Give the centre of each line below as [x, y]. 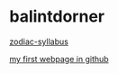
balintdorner [57, 17]
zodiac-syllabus [39, 41]
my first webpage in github [59, 59]
